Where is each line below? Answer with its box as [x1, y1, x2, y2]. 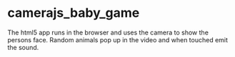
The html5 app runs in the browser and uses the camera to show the [7, 28, 209, 37]
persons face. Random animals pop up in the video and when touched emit [7, 35, 229, 44]
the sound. [7, 43, 39, 51]
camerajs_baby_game [7, 5, 140, 21]
